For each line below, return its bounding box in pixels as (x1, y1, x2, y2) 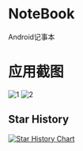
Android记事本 (8, 32, 55, 41)
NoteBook (8, 5, 75, 23)
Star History (8, 113, 70, 126)
